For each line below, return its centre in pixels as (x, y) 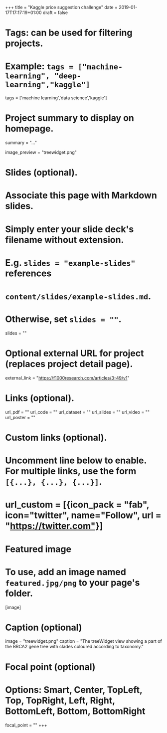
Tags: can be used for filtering (69, 33)
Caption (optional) (44, 627)
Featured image (38, 549)
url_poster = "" (20, 417)
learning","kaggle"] (48, 85)
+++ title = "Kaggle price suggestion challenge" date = (62, 7)
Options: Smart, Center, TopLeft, (74, 690)
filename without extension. (65, 240)
